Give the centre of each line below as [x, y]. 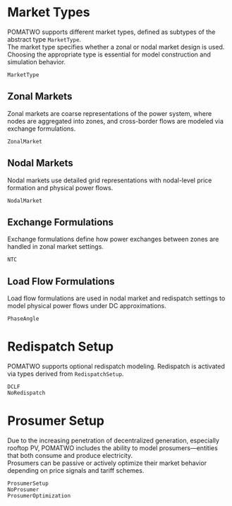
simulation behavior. [36, 61]
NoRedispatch [26, 393]
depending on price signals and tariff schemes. [76, 471]
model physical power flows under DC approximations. [87, 306]
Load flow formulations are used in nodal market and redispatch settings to [116, 298]
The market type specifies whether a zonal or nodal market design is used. [116, 47]
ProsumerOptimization [39, 496]
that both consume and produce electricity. [70, 456]
